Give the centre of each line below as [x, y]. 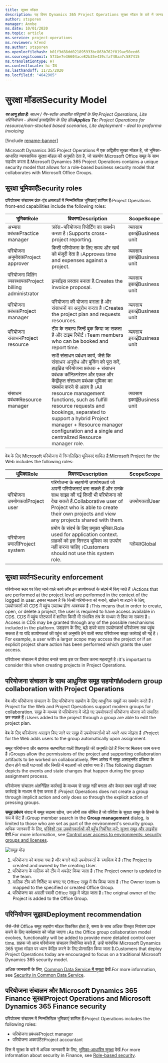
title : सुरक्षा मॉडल [22, 10]
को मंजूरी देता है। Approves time [84, 254]
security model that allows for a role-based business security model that [80, 167]
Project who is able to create [84, 507]
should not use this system [82, 553]
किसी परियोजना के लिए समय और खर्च [85, 247]
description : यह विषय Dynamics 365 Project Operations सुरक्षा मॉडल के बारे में [79, 15]
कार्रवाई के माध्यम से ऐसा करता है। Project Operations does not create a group [77, 791]
